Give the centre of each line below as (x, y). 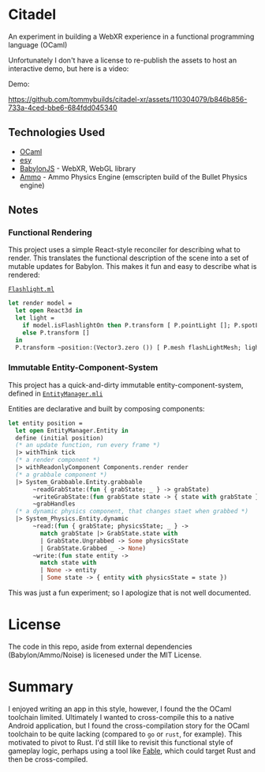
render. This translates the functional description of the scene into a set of (129, 258)
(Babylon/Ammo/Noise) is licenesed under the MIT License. (105, 655)
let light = (35, 318)
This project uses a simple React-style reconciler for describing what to (124, 250)
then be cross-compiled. (48, 759)
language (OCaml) (38, 44)
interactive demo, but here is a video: (69, 68)
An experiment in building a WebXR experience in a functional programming (131, 36)
